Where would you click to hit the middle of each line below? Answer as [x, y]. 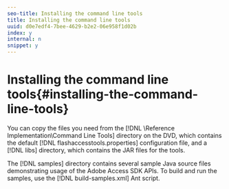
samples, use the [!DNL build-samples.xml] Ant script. [84, 178]
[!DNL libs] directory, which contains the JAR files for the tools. [96, 150]
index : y [20, 33]
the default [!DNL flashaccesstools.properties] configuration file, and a [107, 143]
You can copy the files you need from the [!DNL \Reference [91, 128]
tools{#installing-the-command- [102, 94]
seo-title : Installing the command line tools [75, 13]
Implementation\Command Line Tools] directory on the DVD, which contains [115, 135]
